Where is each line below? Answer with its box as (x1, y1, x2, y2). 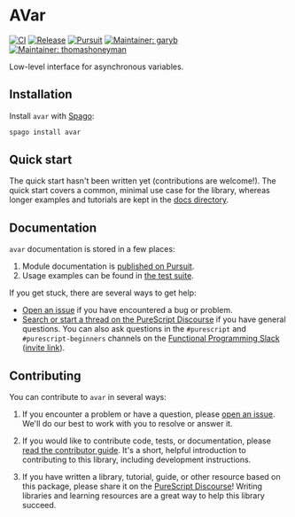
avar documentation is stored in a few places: (9, 244, 175, 255)
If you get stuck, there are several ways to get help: (9, 287, 197, 298)
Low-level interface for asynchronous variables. (9, 61, 184, 72)
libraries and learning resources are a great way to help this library (21, 490, 266, 501)
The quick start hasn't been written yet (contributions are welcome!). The (9, 176, 276, 186)
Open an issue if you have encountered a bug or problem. (21, 305, 233, 316)
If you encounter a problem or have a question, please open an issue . (21, 409, 276, 419)
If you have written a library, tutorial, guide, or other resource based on (21, 472, 281, 482)
